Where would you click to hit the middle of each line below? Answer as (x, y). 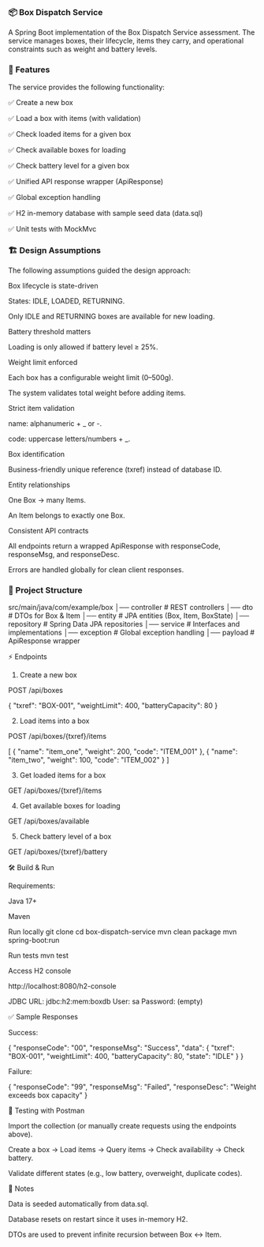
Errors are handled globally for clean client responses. (96, 569)
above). (20, 1134)
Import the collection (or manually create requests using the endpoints (122, 1126)
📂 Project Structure (45, 590)
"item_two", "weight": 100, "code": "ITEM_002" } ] (89, 760)
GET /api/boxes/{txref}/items (55, 791)
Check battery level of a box (65, 837)
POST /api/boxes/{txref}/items (58, 737)
